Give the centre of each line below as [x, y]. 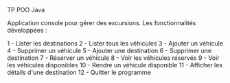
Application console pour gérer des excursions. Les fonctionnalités [102, 23]
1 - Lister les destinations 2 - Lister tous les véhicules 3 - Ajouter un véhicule [115, 43]
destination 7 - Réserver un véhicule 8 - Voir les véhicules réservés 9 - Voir [113, 58]
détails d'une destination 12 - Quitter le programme [79, 72]
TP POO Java [26, 10]
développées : [27, 30]
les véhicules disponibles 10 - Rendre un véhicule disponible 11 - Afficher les [115, 65]
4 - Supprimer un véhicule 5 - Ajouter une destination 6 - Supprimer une [110, 51]
